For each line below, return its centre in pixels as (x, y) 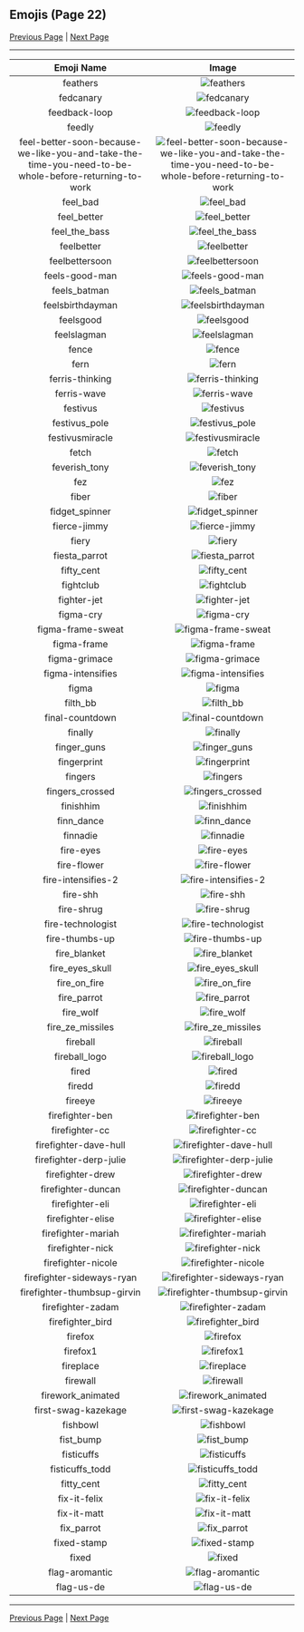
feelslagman (80, 335)
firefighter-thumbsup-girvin (81, 1292)
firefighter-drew (81, 1174)
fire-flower (81, 865)
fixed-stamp (81, 1542)
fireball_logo (80, 1056)
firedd (80, 1085)
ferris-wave (81, 393)
